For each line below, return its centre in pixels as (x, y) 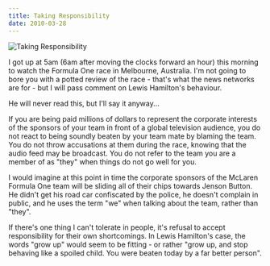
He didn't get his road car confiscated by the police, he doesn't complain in (133, 194)
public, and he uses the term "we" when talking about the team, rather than (133, 203)
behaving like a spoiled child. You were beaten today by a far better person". (135, 253)
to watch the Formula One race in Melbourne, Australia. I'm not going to (127, 70)
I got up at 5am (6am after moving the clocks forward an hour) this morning (134, 62)
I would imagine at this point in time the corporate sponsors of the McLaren (133, 177)
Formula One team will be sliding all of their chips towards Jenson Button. (131, 185)
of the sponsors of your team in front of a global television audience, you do (135, 127)
